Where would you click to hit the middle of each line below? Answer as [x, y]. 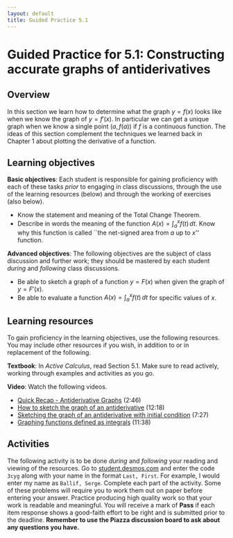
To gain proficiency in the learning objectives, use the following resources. [114, 338]
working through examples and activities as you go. [81, 373]
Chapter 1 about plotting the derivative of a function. [82, 141]
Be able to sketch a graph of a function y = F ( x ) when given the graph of [121, 281]
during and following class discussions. [63, 268]
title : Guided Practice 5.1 [48, 20]
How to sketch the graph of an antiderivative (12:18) [91, 407]
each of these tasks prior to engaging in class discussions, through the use [114, 187]
